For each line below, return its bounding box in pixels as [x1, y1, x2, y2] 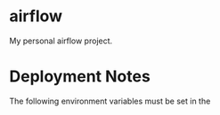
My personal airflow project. [9, 35, 113, 46]
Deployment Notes [9, 66, 151, 87]
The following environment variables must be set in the [9, 96, 211, 106]
